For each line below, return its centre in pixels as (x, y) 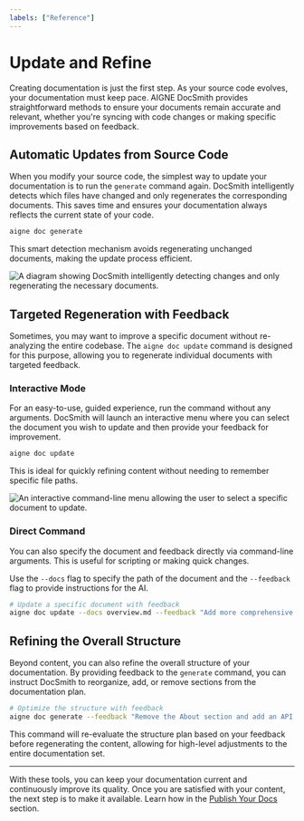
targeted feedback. (45, 365)
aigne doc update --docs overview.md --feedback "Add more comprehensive (152, 613)
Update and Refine (81, 62)
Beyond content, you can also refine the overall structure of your (130, 663)
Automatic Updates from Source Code (119, 155)
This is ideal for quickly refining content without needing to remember (139, 471)
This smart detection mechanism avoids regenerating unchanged (131, 249)
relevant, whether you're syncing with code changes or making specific (143, 116)
